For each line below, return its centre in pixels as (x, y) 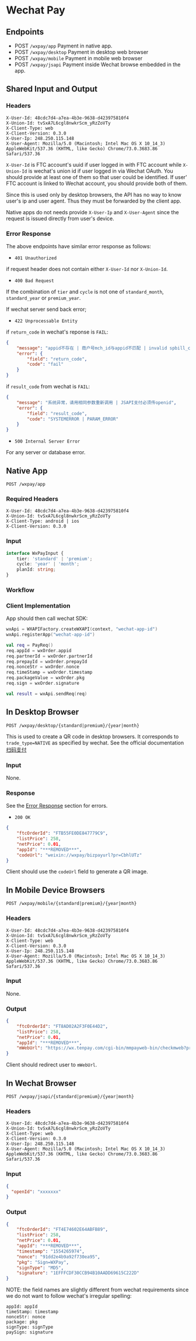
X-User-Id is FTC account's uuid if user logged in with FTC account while (94, 164)
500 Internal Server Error (47, 442)
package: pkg (22, 1322)
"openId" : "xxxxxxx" (36, 1192)
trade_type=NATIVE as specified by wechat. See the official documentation (95, 742)
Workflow (20, 590)
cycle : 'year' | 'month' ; (48, 564)
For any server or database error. (46, 452)
